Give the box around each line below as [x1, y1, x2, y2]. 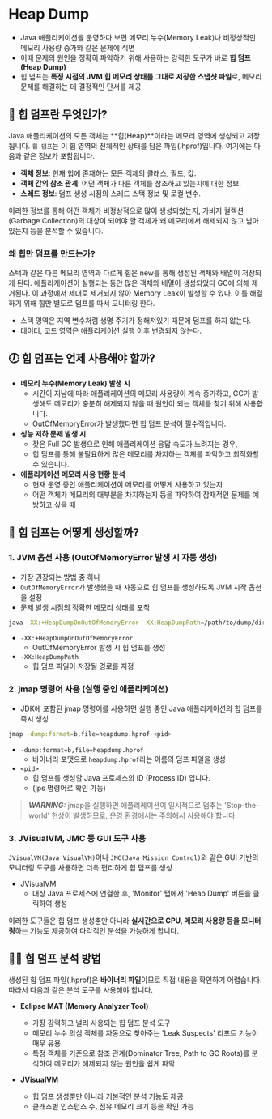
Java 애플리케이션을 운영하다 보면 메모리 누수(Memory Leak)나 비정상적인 [19, 32, 257, 42]
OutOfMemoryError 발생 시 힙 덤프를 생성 [32, 643, 166, 653]
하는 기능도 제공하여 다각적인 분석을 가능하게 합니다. [15, 925, 180, 935]
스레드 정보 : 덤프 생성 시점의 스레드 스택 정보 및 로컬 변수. [19, 188, 201, 198]
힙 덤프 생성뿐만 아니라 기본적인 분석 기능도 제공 [32, 1091, 184, 1101]
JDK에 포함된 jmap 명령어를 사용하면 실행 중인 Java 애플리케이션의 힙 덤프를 [19, 704, 263, 713]
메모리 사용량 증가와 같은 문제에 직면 [19, 42, 135, 53]
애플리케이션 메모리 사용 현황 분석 [19, 469, 125, 479]
